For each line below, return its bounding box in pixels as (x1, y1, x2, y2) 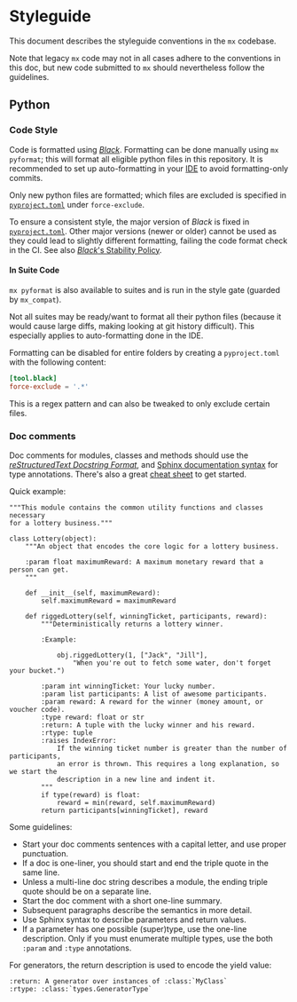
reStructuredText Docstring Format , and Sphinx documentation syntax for (9, 459, 278, 469)
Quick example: (9, 485, 66, 496)
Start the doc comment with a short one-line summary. (21, 895, 223, 906)
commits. (9, 172, 43, 183)
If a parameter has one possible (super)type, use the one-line (21, 923, 247, 934)
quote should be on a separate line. (21, 886, 152, 896)
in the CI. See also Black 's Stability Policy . (9, 244, 162, 255)
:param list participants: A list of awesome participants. (41, 690, 268, 698)
